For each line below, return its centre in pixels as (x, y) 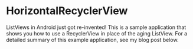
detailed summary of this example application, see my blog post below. (92, 40)
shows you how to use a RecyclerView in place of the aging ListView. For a (97, 33)
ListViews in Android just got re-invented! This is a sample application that (96, 27)
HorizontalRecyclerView (67, 11)
